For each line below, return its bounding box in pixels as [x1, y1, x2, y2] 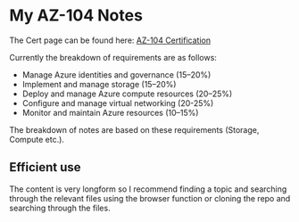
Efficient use [9, 160, 82, 175]
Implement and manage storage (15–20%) [21, 78, 177, 89]
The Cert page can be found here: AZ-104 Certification [9, 35, 212, 45]
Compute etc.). [9, 134, 65, 144]
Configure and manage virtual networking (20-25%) [21, 97, 214, 108]
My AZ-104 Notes [9, 5, 143, 26]
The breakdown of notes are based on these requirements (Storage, [9, 124, 260, 135]
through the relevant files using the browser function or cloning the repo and [9, 193, 291, 203]
